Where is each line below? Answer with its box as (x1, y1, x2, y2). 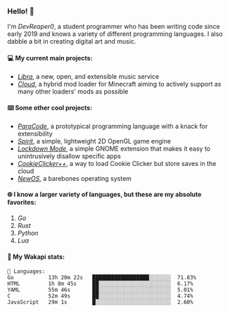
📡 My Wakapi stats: (7, 253, 65, 261)
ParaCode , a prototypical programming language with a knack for (17, 122, 208, 130)
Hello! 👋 (7, 6, 35, 16)
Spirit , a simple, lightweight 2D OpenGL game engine (17, 136, 171, 145)
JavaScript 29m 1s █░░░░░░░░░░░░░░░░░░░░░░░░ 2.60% (7, 299, 193, 306)
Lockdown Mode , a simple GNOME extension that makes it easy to (17, 144, 211, 153)
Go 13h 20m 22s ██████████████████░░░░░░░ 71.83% (7, 274, 197, 281)
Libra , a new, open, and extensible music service (17, 72, 160, 80)
